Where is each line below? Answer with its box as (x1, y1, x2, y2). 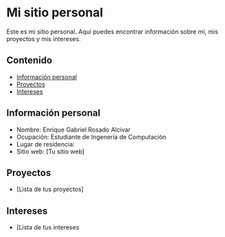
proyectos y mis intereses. (6, 34, 81, 42)
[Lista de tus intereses (16, 223, 80, 232)
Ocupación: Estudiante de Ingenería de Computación (16, 132, 167, 141)
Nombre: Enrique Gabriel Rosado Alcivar (16, 125, 131, 134)
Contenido (6, 55, 53, 66)
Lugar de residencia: (16, 140, 75, 148)
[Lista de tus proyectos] (16, 185, 84, 193)
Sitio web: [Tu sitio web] (16, 147, 85, 155)
